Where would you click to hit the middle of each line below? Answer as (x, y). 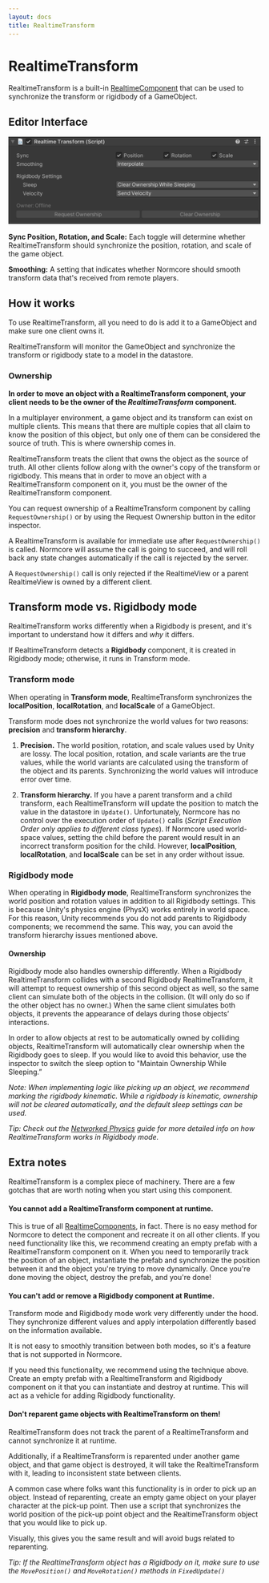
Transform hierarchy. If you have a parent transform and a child (126, 794)
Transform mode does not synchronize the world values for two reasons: (128, 721)
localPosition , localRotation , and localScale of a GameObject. (112, 705)
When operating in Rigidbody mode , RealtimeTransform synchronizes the (130, 892)
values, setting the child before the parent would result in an (141, 837)
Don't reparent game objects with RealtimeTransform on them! (114, 1414)
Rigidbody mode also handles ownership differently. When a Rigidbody (125, 971)
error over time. (46, 779)
